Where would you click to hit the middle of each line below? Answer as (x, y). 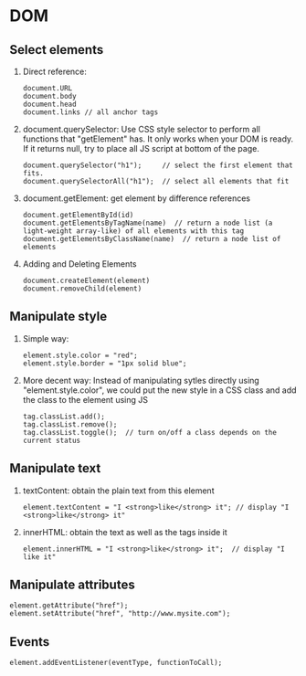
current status (52, 440)
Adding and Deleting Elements (79, 264)
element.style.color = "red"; (80, 355)
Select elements (57, 50)
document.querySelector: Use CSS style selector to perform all (141, 129)
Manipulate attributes (72, 585)
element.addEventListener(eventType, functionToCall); (116, 663)
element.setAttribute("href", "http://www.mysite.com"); (120, 614)
